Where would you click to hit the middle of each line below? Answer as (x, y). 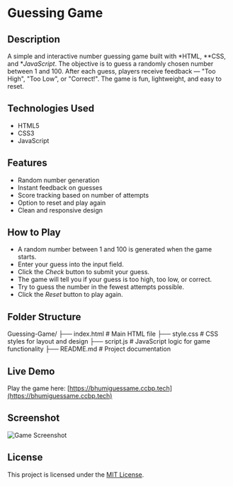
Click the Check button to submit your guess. (84, 272)
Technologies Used (51, 109)
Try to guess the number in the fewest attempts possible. (101, 287)
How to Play (34, 233)
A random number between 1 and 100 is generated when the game (115, 249)
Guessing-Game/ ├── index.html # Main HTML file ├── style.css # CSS (113, 334)
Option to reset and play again (62, 203)
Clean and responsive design (60, 210)
